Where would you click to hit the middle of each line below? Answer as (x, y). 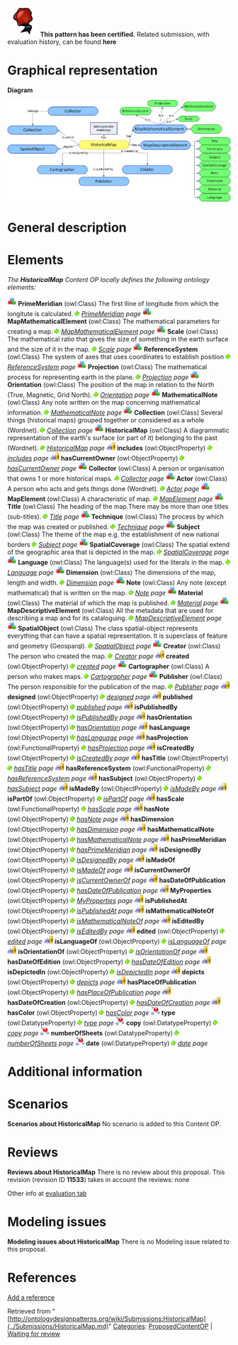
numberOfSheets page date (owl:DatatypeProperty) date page (108, 1043)
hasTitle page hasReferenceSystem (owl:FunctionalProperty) (109, 768)
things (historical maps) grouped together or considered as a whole (106, 420)
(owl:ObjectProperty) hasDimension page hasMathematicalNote (111, 829)
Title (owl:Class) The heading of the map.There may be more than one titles (118, 506)
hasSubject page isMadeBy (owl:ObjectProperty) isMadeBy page (112, 788)
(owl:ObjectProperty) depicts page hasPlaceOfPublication (102, 982)
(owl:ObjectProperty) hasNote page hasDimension (91, 819)
